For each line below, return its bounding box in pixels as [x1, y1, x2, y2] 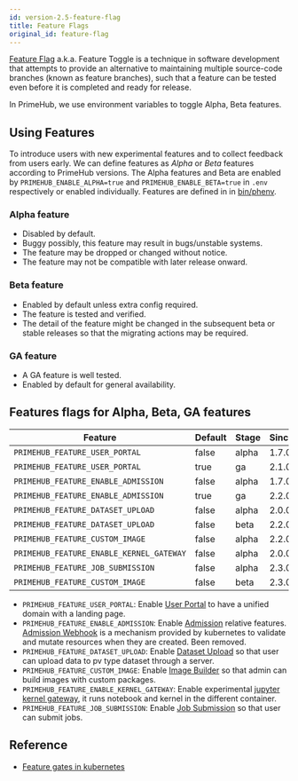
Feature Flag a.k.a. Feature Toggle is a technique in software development [9, 54, 280, 65]
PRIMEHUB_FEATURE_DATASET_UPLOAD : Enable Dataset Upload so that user [21, 645, 279, 657]
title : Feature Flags [9, 21, 90, 30]
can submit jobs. [21, 712, 83, 722]
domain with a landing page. [21, 608, 126, 619]
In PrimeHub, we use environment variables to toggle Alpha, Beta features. [9, 99, 282, 110]
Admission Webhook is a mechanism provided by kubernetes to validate [21, 627, 286, 637]
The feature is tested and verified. [21, 308, 146, 319]
